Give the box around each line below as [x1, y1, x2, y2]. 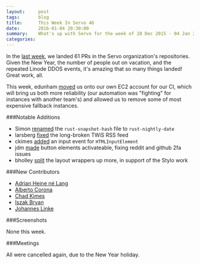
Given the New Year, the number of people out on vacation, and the [6, 59, 171, 66]
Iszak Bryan [14, 199, 44, 206]
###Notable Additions [6, 114, 61, 121]
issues [14, 150, 31, 158]
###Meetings [6, 240, 39, 247]
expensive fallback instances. [6, 102, 79, 109]
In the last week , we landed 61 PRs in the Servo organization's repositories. [6, 53, 190, 59]
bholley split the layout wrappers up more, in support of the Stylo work [14, 157, 189, 164]
